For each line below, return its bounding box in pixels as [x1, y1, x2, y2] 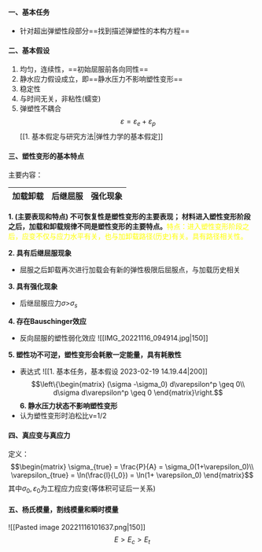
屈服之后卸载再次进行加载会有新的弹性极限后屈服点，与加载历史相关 [19, 265, 241, 274]
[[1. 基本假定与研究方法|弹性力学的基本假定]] [19, 132, 164, 142]
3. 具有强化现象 [8, 282, 58, 291]
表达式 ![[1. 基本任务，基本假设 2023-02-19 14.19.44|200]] [19, 366, 208, 377]
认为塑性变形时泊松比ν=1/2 [19, 411, 107, 421]
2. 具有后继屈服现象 [8, 248, 72, 258]
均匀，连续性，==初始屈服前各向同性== [19, 64, 149, 74]
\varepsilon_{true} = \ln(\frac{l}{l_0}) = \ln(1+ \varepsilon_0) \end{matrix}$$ [10, 470, 254, 480]
